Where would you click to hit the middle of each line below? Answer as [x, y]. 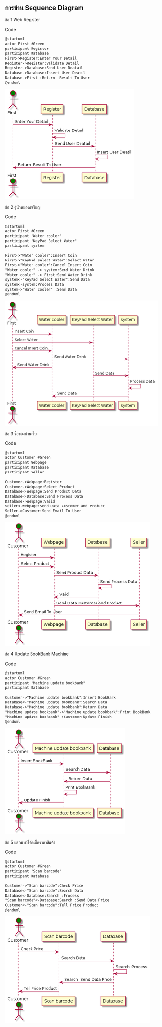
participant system [25, 245]
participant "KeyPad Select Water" [41, 241]
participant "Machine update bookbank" [45, 683]
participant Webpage [26, 463]
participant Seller [25, 473]
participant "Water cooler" [33, 236]
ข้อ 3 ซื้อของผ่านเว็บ [21, 434]
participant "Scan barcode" [33, 871]
